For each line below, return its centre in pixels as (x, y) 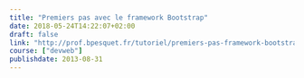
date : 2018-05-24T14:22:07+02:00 (72, 26)
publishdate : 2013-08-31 (56, 59)
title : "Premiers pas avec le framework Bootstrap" (109, 17)
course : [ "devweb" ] (46, 51)
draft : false (34, 34)
